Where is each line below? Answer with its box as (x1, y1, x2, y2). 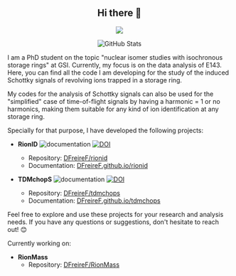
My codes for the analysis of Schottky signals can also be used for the (7, 90, 214, 98)
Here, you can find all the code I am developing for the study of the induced (7, 68, 230, 77)
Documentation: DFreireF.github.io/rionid (28, 161, 148, 169)
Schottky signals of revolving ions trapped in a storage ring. (7, 75, 183, 84)
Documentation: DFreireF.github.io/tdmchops (28, 196, 161, 205)
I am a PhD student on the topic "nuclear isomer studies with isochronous (7, 53, 223, 61)
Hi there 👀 (97, 7, 142, 19)
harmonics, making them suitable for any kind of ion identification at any (7, 105, 219, 113)
